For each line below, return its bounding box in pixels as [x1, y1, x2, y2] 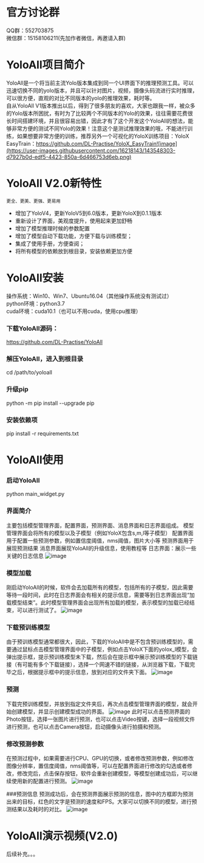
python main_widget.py [6, 490, 65, 498]
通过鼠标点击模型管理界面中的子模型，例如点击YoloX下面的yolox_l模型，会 [11, 645, 198, 653]
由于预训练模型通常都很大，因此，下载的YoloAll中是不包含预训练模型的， [6, 638, 188, 645]
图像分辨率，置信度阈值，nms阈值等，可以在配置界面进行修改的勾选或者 [6, 762, 187, 769]
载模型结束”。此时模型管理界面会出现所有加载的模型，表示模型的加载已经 [6, 599, 190, 607]
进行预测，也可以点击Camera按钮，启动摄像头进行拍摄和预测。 [6, 723, 165, 730]
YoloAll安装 [6, 271, 64, 284]
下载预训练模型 [6, 623, 50, 631]
